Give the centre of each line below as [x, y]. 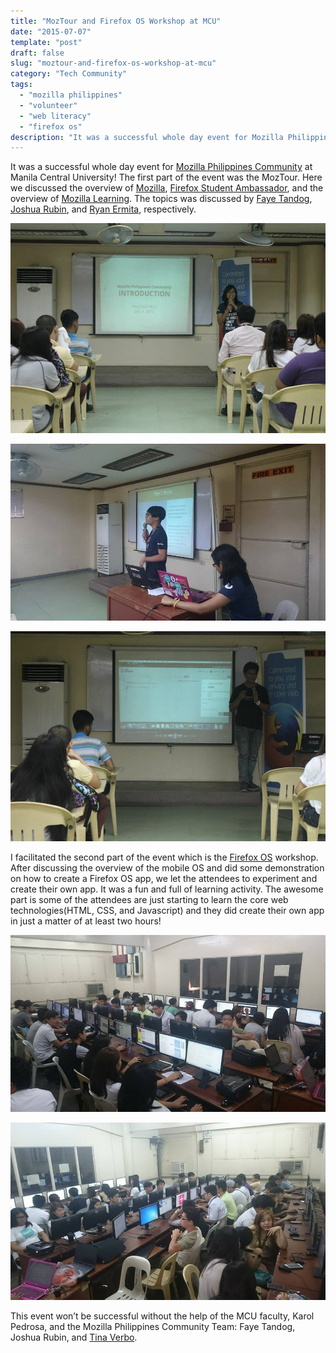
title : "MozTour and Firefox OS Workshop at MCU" [116, 21]
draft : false [37, 53]
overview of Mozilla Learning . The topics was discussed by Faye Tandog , [161, 199]
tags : [21, 85]
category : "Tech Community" [69, 74]
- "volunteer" [48, 105]
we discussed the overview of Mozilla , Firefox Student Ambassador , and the [167, 188]
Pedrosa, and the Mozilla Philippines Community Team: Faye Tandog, [153, 1326]
